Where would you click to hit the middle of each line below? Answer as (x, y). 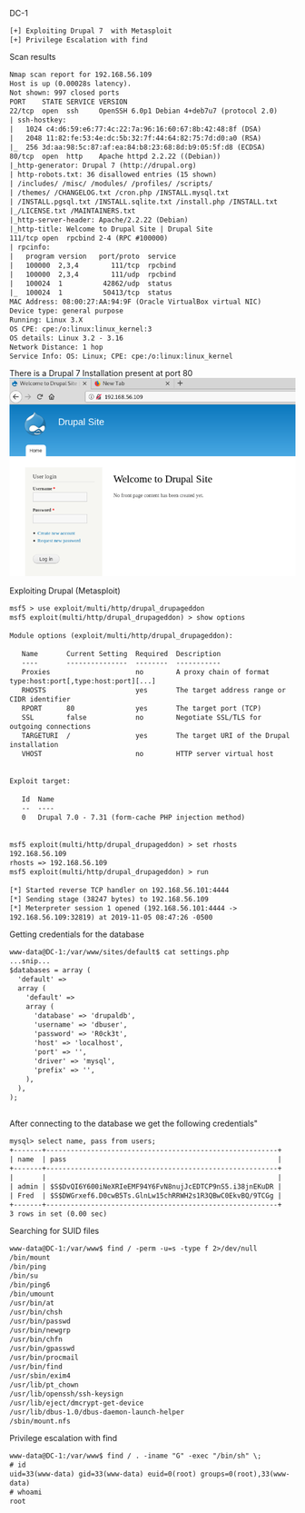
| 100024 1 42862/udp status (91, 284)
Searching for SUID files (54, 1230)
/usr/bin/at (32, 1303)
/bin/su (24, 1276)
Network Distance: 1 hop (56, 347)
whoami (30, 1492)
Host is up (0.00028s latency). (70, 84)
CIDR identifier (40, 699)
